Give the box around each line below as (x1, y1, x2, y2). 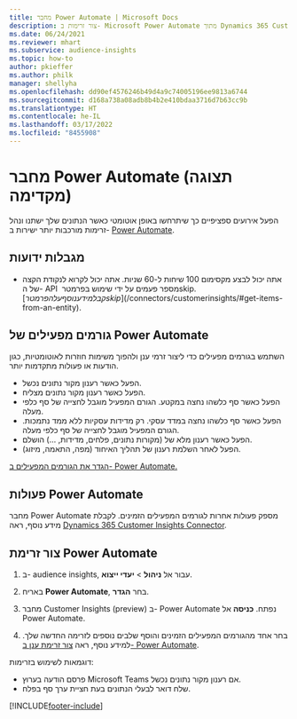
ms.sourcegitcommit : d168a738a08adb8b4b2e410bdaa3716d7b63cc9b (9, 95, 248, 105)
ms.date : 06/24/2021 (9, 29, 86, 38)
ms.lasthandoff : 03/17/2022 (9, 121, 113, 130)
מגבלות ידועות (9, 250, 86, 265)
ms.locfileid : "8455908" (9, 129, 101, 138)
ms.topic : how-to (9, 54, 74, 63)
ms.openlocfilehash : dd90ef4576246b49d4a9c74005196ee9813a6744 (9, 87, 248, 96)
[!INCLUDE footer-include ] (9, 700, 104, 711)
